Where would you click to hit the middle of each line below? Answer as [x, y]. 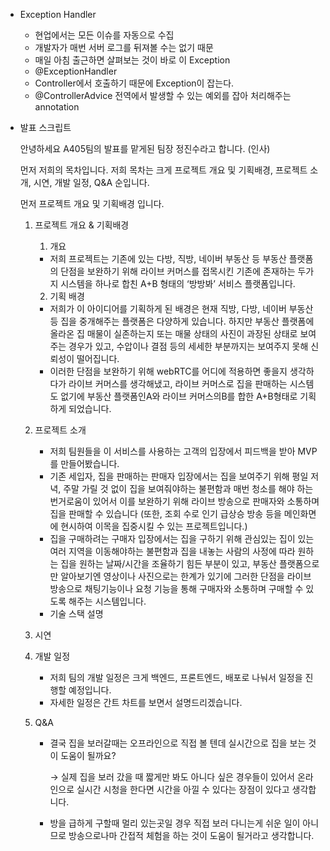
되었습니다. [90, 408]
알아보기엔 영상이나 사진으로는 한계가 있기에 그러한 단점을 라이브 [186, 576]
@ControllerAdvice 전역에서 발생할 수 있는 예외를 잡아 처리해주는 [163, 95]
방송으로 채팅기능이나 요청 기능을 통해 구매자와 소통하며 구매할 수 [176, 588]
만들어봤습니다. [90, 463]
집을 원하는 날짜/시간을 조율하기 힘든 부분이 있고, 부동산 [168, 563]
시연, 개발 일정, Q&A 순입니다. [91, 182]
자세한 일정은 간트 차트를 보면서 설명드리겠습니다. [146, 702]
